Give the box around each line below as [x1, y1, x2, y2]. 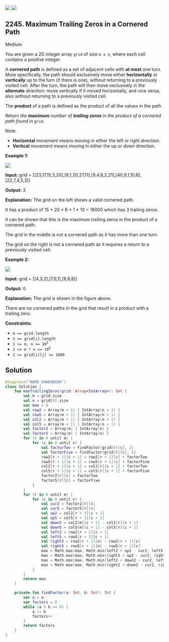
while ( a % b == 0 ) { [23, 604, 69, 609]
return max [23, 576, 46, 581]
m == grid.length [12, 331, 49, 336]
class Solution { [5, 384, 42, 389]
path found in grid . [5, 118, 45, 124]
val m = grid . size [23, 394, 62, 399]
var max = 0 [23, 403, 49, 408]
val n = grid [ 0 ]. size [23, 398, 69, 403]
